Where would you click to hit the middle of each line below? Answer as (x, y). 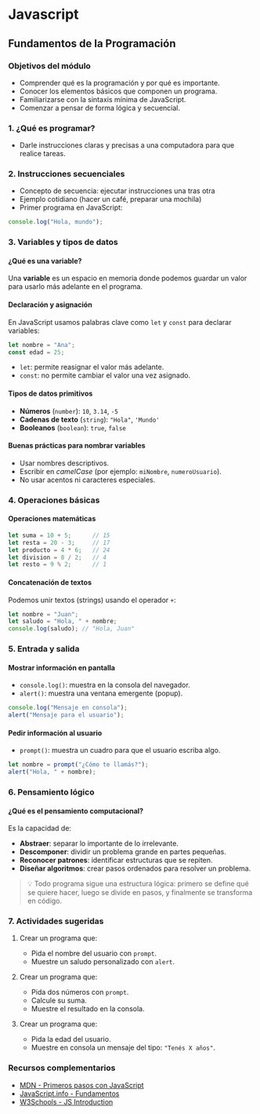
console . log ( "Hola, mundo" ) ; (56, 222)
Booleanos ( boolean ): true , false (73, 427)
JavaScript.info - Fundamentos (69, 1094)
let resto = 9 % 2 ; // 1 (58, 564)
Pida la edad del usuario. (71, 1039)
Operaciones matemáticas (52, 519)
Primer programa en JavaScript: (71, 208)
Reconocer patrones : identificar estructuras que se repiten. (116, 860)
